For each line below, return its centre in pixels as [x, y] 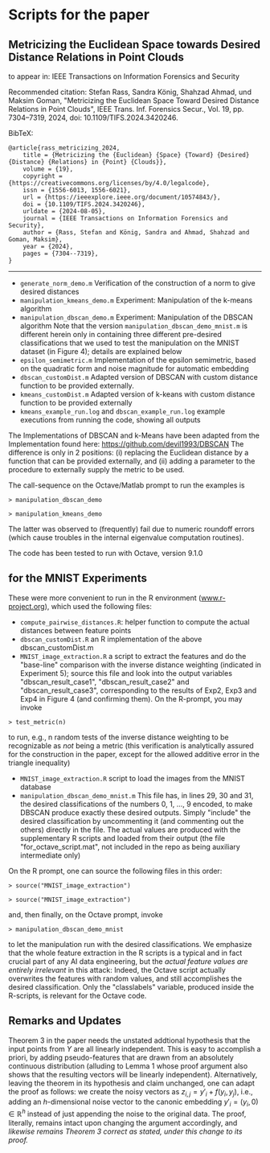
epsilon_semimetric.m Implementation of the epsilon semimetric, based [138, 360]
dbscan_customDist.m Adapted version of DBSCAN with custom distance [139, 377]
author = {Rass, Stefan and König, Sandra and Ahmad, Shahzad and [136, 233]
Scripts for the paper [79, 15]
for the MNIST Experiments [78, 578]
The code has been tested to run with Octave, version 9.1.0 [106, 553]
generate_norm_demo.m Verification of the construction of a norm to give [137, 283]
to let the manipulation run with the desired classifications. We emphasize [130, 944]
